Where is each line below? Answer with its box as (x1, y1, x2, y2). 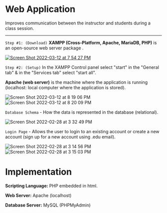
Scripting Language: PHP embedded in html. (5, 183, 98, 189)
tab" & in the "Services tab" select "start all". (5, 69, 96, 75)
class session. (5, 25, 34, 31)
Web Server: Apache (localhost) (5, 192, 72, 198)
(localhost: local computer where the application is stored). (5, 84, 126, 90)
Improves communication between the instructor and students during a (5, 20, 151, 26)
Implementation (5, 166, 72, 178)
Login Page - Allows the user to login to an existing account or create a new (5, 128, 160, 134)
